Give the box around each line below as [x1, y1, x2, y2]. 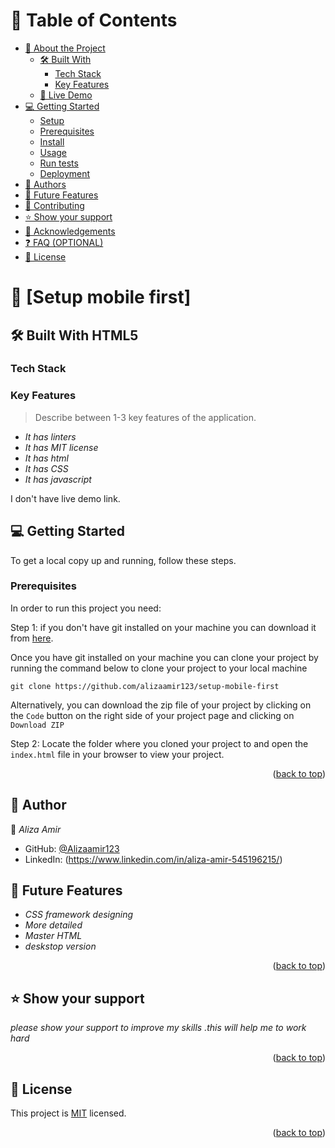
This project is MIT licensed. [10, 1107, 127, 1119]
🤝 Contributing [24, 199, 85, 211]
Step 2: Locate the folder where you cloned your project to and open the [10, 737, 309, 749]
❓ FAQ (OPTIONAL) [24, 236, 104, 248]
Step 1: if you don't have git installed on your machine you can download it [10, 621, 317, 633]
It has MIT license [24, 441, 99, 453]
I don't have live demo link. [10, 492, 121, 504]
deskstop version [24, 940, 97, 953]
